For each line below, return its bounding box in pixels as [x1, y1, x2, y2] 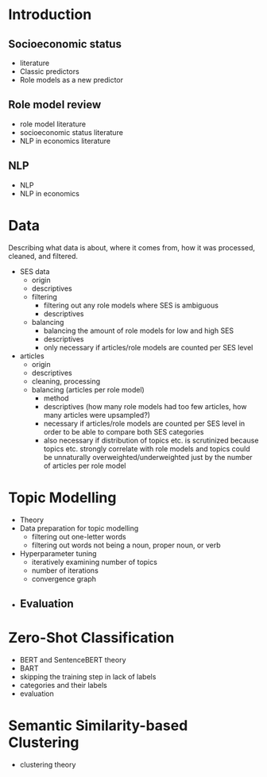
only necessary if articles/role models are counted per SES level [43, 342, 253, 352]
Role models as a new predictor [19, 75, 124, 84]
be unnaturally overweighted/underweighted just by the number [43, 452, 253, 462]
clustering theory [19, 760, 76, 769]
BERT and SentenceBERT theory [19, 655, 126, 664]
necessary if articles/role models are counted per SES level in [43, 419, 246, 428]
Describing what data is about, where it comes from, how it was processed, [8, 242, 256, 252]
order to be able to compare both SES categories [43, 427, 204, 436]
